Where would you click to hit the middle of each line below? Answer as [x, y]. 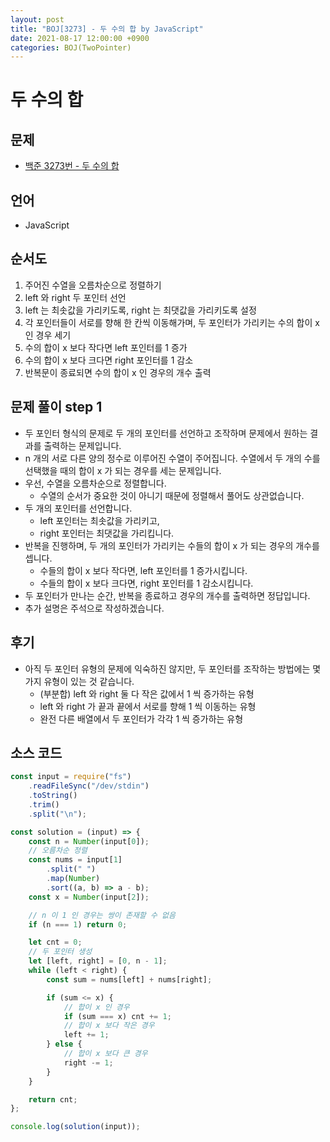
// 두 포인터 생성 [60, 952]
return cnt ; [53, 1099]
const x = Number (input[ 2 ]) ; [89, 897]
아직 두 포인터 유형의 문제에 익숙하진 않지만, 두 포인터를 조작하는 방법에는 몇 [173, 668]
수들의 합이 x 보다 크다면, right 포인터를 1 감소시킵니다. [146, 583]
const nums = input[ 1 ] [75, 860]
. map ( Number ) [73, 879]
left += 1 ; [86, 1035]
